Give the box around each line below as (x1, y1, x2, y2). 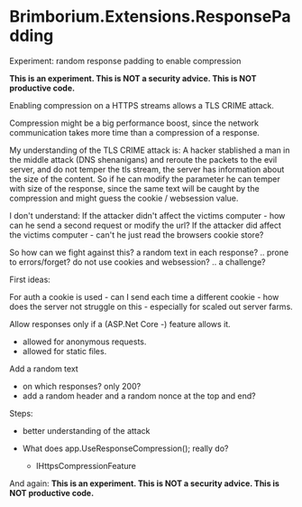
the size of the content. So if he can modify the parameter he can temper (9, 174, 281, 184)
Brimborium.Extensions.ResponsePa (9, 6, 291, 27)
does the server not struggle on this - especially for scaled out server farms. (9, 301, 293, 312)
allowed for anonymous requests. (22, 336, 147, 347)
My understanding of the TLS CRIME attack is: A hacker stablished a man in (9, 145, 290, 155)
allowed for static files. (22, 345, 107, 356)
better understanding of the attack (22, 425, 151, 436)
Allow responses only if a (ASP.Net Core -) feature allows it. (9, 318, 232, 329)
